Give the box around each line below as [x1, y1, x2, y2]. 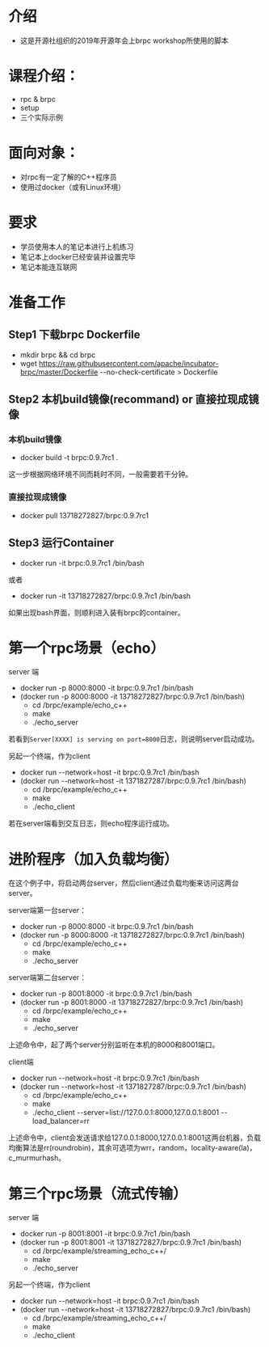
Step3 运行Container [8, 536, 115, 550]
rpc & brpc [19, 94, 57, 103]
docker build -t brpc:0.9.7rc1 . [19, 453, 119, 462]
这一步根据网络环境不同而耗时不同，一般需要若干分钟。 [8, 470, 192, 479]
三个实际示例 [19, 112, 63, 122]
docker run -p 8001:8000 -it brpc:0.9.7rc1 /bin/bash [19, 989, 192, 999]
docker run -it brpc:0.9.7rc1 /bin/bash [19, 558, 145, 568]
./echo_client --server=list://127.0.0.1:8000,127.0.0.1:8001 [32, 1108, 220, 1117]
